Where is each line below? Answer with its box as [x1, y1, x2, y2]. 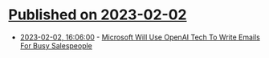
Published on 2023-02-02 [8, 6, 187, 24]
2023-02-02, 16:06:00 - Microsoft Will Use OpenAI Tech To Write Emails [19, 32, 261, 42]
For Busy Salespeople [19, 40, 92, 50]
